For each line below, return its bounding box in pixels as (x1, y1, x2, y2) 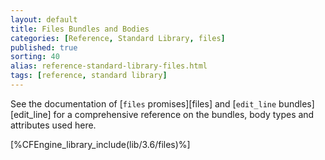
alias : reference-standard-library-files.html (10, 61, 208, 71)
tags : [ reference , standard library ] (10, 71, 168, 81)
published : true (10, 42, 78, 53)
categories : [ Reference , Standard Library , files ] (10, 33, 226, 43)
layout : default (10, 14, 78, 25)
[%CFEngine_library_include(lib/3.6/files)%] (10, 138, 191, 150)
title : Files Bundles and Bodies (10, 24, 150, 34)
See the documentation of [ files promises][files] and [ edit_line (10, 97, 277, 110)
